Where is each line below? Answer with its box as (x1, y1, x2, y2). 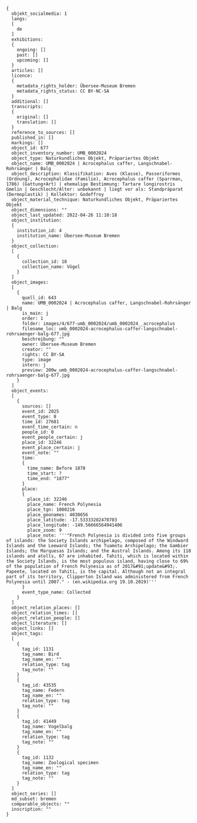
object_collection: (11, 243, 60, 249)
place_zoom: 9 (27, 527, 62, 533)
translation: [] (17, 119, 57, 125)
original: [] (17, 114, 49, 120)
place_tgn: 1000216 (27, 507, 75, 512)
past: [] (17, 52, 38, 58)
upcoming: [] (17, 57, 49, 63)
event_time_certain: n (21, 424, 78, 430)
